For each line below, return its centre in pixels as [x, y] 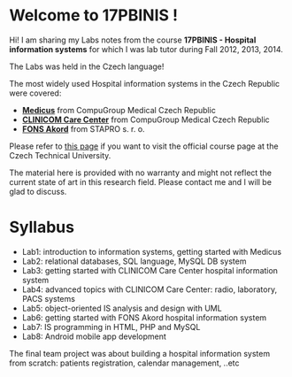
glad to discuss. [38, 191]
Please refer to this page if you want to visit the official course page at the [144, 146]
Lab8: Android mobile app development [94, 336]
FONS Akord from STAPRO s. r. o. [83, 128]
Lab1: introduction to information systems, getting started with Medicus [151, 251]
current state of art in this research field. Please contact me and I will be [141, 181]
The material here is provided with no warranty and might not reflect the [141, 173]
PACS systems [48, 298]
